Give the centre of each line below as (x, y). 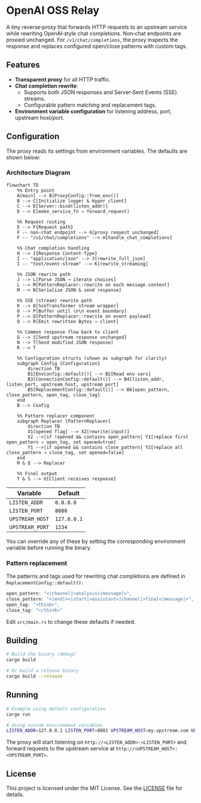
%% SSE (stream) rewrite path (55, 300)
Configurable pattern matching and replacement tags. (90, 105)
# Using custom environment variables (54, 725)
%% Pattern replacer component (56, 416)
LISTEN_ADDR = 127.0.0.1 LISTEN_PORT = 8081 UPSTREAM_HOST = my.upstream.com (97, 731)
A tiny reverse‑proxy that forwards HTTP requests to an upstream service (97, 27)
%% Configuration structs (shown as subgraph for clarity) (92, 358)
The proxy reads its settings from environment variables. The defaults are (97, 151)
